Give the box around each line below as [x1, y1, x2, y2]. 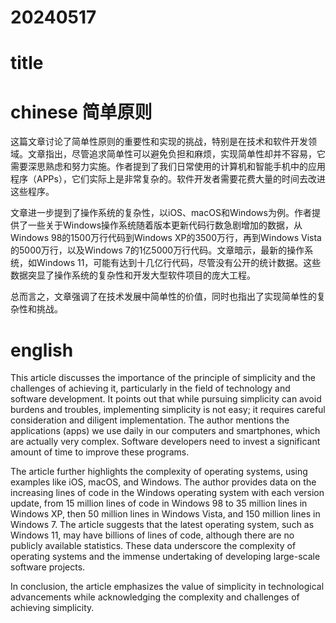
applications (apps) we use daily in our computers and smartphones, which [10, 425, 321, 437]
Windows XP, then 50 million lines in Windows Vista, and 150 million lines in [10, 508, 321, 520]
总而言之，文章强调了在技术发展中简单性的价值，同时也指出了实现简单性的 [10, 291, 317, 303]
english [10, 339, 74, 361]
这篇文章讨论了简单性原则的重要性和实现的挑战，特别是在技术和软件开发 [10, 136, 308, 148]
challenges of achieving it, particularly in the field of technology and [10, 382, 291, 395]
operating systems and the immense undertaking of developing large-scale [10, 551, 321, 563]
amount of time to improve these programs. [10, 446, 190, 458]
